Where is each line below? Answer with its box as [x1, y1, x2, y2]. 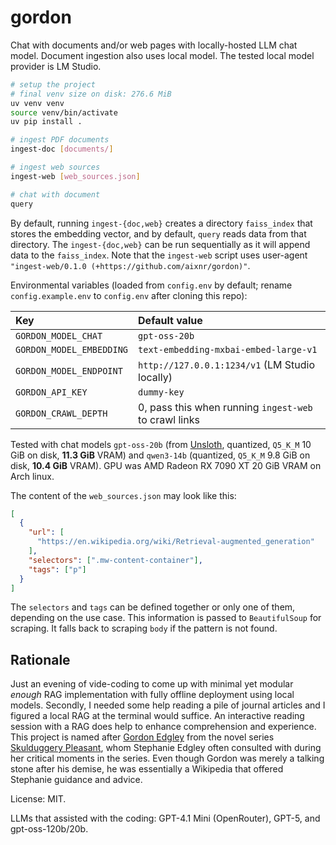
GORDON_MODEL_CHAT [15, 330, 103, 341]
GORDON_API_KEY [15, 386, 88, 398]
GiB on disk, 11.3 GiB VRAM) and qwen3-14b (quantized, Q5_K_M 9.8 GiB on [10, 449, 311, 461]
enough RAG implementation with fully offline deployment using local [10, 689, 295, 701]
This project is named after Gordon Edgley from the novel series [10, 731, 275, 743]
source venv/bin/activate [10, 107, 118, 118]
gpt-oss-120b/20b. [10, 823, 89, 835]
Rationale [10, 651, 71, 668]
